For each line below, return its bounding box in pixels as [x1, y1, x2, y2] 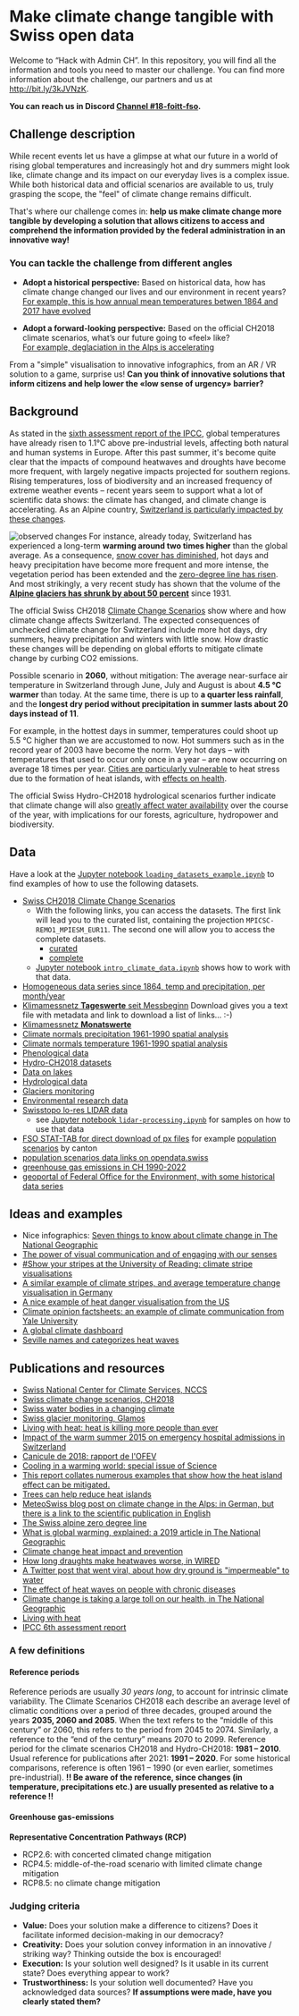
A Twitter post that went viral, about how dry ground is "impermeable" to [21, 1565, 290, 1576]
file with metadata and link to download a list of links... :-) [21, 1009, 233, 1020]
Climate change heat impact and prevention [21, 1546, 184, 1557]
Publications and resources [9, 1360, 165, 1375]
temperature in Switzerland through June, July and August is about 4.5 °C [9, 679, 282, 690]
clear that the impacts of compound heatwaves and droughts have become [9, 456, 287, 467]
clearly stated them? [21, 1995, 101, 2006]
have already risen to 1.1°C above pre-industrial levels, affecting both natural [9, 437, 289, 448]
